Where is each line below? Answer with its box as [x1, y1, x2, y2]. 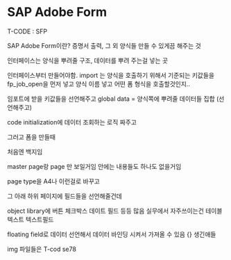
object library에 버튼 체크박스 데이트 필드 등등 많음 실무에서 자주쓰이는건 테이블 [7, 206, 223, 215]
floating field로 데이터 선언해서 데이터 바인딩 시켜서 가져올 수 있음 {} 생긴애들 [7, 230, 216, 238]
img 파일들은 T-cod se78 [7, 245, 76, 253]
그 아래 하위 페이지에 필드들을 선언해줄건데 [7, 192, 123, 200]
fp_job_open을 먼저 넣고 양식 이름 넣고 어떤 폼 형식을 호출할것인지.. [7, 79, 191, 88]
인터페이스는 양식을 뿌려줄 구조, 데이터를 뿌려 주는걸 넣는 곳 [7, 56, 169, 65]
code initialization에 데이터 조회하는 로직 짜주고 [7, 117, 137, 126]
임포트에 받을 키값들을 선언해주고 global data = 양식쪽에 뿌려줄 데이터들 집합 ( [7, 95, 219, 103]
